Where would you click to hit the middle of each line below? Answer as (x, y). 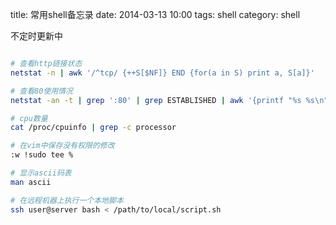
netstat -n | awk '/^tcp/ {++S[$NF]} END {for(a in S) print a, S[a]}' (162, 73)
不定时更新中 (36, 36)
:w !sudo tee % (42, 155)
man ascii (31, 182)
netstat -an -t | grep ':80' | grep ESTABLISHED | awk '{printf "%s (156, 100)
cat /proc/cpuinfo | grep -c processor (93, 128)
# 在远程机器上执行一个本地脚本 (67, 200)
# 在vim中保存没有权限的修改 (62, 146)
